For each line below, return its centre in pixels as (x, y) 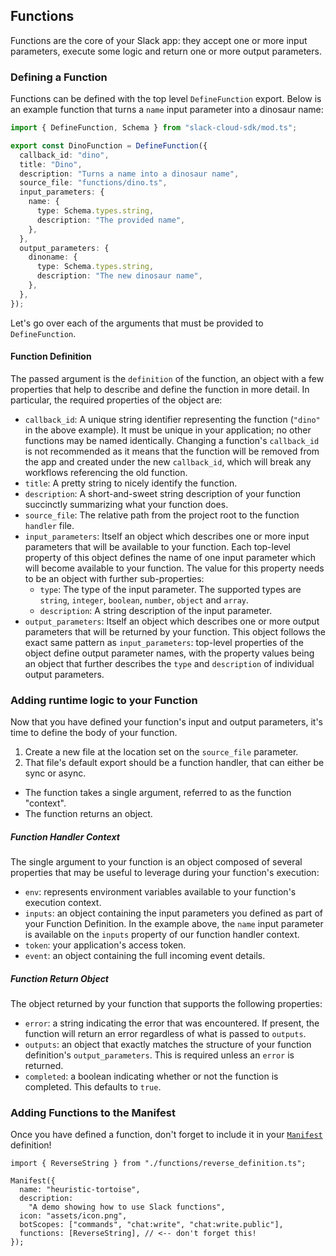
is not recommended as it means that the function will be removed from (172, 451)
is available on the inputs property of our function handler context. (162, 935)
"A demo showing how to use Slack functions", (127, 1207)
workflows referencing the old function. (106, 472)
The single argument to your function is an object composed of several (156, 862)
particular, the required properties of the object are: (116, 400)
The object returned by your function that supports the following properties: (166, 1004)
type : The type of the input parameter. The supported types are (170, 589)
